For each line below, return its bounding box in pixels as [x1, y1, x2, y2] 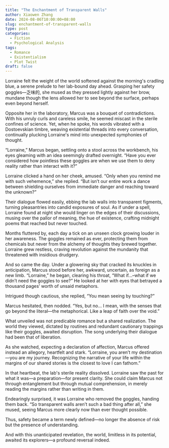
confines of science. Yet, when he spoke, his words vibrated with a [5, 121, 145, 127]
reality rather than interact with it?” [5, 163, 77, 169]
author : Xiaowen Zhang [5, 12, 53, 17]
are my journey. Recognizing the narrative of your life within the [18, 355, 150, 361]
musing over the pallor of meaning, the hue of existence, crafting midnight [5, 215, 159, 221]
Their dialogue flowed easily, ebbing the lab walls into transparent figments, [5, 199, 163, 205]
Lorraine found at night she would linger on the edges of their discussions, [5, 210, 160, 216]
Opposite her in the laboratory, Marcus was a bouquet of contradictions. [5, 110, 155, 117]
